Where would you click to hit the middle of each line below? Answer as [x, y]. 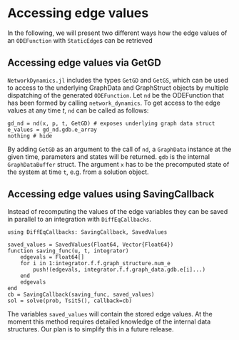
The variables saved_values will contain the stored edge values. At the [110, 314]
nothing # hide [30, 136]
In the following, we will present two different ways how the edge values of [117, 33]
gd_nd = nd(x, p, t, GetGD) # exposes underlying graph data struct [111, 123]
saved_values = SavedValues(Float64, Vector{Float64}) [91, 244]
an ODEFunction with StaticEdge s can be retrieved [80, 40]
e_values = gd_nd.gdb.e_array [52, 130]
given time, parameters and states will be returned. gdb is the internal [109, 156]
